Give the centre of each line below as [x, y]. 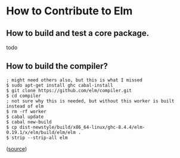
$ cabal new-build [29, 122]
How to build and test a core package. [78, 33]
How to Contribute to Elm [69, 11]
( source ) [17, 148]
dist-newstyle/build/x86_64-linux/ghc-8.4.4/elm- [82, 127]
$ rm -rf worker [26, 111]
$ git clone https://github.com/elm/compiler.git [69, 90]
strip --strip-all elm [40, 138]
